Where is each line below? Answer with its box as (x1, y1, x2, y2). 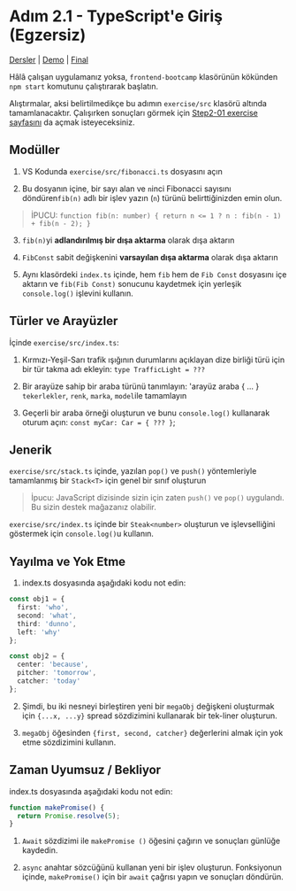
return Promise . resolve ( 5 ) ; (17, 811, 121, 820)
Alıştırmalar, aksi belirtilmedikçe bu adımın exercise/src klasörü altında (9, 97, 268, 108)
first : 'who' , (17, 603, 69, 612)
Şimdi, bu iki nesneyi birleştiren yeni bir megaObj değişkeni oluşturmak (21, 701, 275, 711)
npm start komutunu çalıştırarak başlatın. (9, 81, 159, 91)
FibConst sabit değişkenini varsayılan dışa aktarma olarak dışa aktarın (21, 252, 278, 262)
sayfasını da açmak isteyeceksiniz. (9, 117, 135, 128)
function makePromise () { (9, 803, 104, 812)
